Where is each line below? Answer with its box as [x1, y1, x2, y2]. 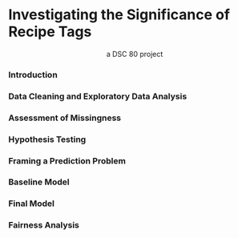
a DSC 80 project [106, 49, 163, 58]
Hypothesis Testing [8, 134, 87, 145]
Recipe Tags [8, 22, 92, 41]
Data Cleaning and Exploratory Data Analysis [8, 91, 188, 102]
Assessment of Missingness [8, 112, 122, 123]
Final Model [8, 198, 54, 209]
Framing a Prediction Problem [8, 155, 127, 166]
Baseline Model [8, 176, 70, 188]
